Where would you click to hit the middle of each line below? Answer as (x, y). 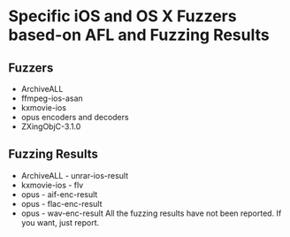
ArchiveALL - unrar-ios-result (75, 175)
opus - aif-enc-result (59, 194)
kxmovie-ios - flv (52, 185)
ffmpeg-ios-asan (52, 98)
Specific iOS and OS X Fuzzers (122, 16)
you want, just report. (60, 222)
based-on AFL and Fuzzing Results (139, 35)
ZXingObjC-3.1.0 (51, 126)
